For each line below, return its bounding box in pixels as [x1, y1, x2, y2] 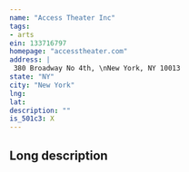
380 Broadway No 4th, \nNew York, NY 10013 [13, 64, 181, 73]
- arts [9, 30, 35, 39]
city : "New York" [9, 81, 75, 90]
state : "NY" [9, 72, 55, 81]
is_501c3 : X [9, 114, 55, 123]
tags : [9, 22, 30, 31]
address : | [9, 55, 51, 64]
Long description [9, 148, 108, 163]
